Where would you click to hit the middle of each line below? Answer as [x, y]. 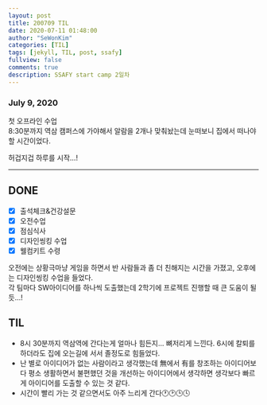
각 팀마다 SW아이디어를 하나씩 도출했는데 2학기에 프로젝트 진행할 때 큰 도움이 [128, 288]
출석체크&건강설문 [48, 211]
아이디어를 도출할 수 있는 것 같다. [79, 383]
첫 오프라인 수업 [33, 121]
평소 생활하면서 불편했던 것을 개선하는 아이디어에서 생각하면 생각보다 [134, 373]
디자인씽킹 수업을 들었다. [55, 278]
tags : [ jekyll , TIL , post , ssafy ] [66, 53]
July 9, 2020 [33, 103]
